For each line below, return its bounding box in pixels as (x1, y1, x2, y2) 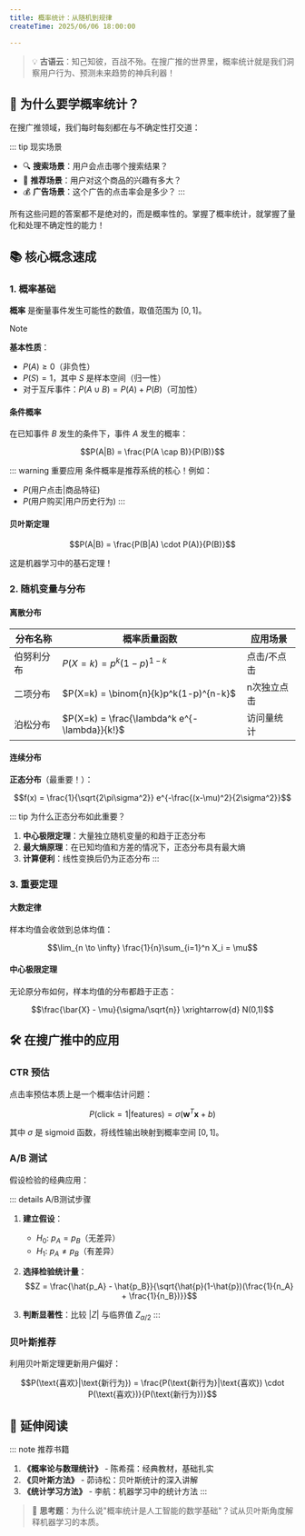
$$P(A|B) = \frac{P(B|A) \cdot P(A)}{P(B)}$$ (69, 539, 236, 550)
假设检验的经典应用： (9, 1174, 89, 1185)
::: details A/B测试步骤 (9, 1193, 92, 1204)
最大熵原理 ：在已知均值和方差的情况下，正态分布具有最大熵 (22, 842, 246, 853)
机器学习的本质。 (39, 1517, 104, 1528)
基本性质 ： (9, 342, 50, 353)
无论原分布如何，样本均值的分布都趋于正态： (9, 986, 177, 997)
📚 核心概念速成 (9, 249, 97, 264)
